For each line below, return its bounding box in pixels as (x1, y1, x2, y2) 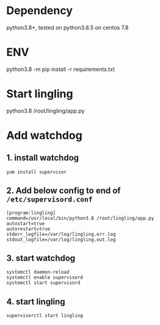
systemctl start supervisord (6, 280, 81, 286)
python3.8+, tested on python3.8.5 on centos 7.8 (6, 24, 129, 31)
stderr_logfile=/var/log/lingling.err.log (6, 231, 116, 237)
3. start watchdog (6, 253, 76, 263)
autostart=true (6, 221, 45, 227)
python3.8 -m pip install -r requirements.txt (6, 65, 115, 73)
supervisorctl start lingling (6, 313, 84, 319)
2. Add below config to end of (6, 186, 121, 196)
